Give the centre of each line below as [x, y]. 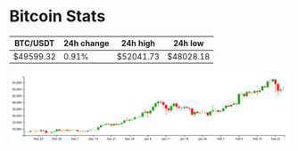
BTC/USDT [35, 44]
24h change [87, 44]
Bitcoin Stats [58, 16]
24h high [138, 44]
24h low [188, 44]
